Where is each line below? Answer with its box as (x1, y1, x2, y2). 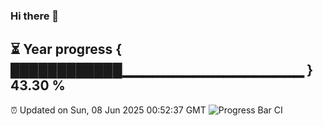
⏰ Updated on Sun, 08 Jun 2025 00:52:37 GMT (10, 104, 207, 116)
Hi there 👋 (10, 9, 60, 23)
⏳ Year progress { (10, 41, 123, 58)
